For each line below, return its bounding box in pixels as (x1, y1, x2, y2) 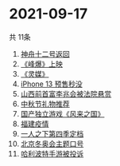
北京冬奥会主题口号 (20, 139, 84, 148)
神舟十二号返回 (20, 49, 70, 58)
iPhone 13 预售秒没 (20, 79, 83, 89)
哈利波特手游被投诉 (20, 148, 84, 158)
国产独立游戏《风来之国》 (20, 109, 105, 118)
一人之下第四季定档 (20, 128, 84, 138)
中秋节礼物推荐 (20, 99, 70, 109)
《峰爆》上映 (20, 59, 63, 69)
